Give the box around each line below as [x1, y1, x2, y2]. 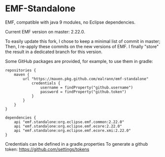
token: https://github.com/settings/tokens [5, 146, 90, 152]
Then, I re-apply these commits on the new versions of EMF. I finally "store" [5, 43, 159, 49]
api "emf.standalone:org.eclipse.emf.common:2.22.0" [14, 119, 125, 125]
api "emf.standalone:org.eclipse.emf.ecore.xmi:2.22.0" [14, 128, 132, 133]
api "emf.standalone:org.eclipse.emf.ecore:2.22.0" [14, 124, 122, 128]
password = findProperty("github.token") [40, 89, 127, 94]
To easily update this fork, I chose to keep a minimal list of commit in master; [5, 38, 161, 44]
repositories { [5, 67, 36, 73]
